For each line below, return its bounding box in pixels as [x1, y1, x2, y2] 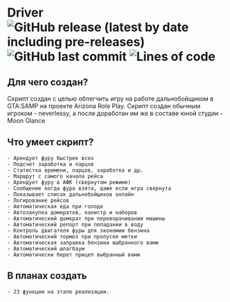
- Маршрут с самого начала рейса [7, 172, 104, 180]
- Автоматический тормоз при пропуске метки [7, 233, 137, 240]
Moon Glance [7, 117, 46, 125]
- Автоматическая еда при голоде [7, 203, 104, 210]
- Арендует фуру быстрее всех [7, 154, 95, 161]
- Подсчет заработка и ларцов [7, 161, 95, 168]
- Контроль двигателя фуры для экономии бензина [7, 227, 150, 234]
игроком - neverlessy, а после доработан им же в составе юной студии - [7, 109, 223, 117]
